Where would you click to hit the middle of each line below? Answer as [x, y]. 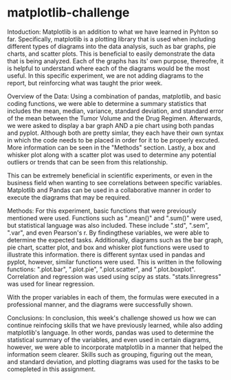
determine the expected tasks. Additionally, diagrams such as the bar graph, [115, 240]
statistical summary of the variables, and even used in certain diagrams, [109, 339]
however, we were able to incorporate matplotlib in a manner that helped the [115, 347]
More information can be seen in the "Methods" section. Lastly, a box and [111, 147]
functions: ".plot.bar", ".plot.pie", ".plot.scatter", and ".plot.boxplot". [101, 269]
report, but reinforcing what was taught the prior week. [85, 83]
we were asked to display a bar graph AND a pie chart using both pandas [111, 125]
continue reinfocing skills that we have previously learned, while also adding [115, 325]
